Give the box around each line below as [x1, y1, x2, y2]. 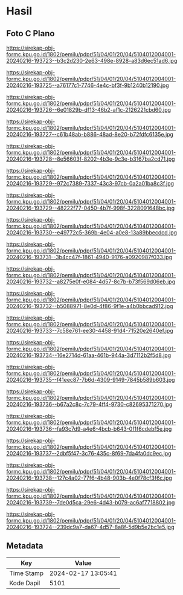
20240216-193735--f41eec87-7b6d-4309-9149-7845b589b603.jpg [6, 376, 175, 383]
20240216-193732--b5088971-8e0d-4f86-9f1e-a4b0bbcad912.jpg [6, 303, 173, 309]
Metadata [6, 541, 43, 551]
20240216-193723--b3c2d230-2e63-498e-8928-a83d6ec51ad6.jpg [6, 57, 178, 64]
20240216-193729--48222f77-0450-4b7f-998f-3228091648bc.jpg [6, 204, 175, 211]
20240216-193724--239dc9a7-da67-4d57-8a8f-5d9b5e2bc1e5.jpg [6, 524, 175, 530]
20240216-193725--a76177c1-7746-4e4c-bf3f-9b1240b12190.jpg [6, 82, 169, 89]
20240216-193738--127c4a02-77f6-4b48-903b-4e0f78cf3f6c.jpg [6, 474, 172, 481]
